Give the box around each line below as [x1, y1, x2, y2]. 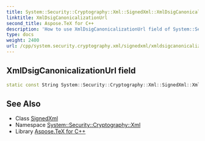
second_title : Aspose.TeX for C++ [6, 20, 95, 26]
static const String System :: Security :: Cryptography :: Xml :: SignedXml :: [6, 82, 192, 88]
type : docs [6, 32, 34, 38]
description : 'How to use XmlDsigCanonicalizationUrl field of [6, 26, 171, 32]
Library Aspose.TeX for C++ [15, 128, 86, 135]
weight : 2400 [6, 37, 40, 43]
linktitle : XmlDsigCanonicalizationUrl [6, 15, 108, 21]
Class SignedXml [15, 115, 59, 122]
